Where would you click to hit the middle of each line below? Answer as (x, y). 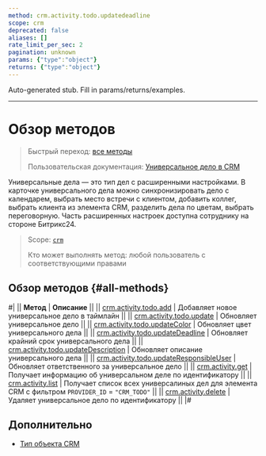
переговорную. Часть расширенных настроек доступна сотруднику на (129, 216)
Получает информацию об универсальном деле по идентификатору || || (130, 374)
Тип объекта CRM (50, 444)
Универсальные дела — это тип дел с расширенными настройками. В (127, 182)
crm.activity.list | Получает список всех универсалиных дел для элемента (133, 383)
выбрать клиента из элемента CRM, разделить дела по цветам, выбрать (131, 207)
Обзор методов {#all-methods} (89, 288)
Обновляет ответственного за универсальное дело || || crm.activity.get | (130, 366)
